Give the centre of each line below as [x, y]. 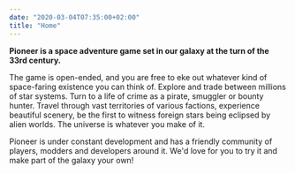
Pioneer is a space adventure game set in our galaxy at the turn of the [139, 50]
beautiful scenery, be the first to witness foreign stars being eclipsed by [140, 115]
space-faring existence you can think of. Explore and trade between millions [148, 87]
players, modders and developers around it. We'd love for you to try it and [144, 150]
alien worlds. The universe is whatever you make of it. [107, 124]
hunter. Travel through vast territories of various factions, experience [135, 105]
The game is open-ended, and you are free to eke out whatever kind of [138, 77]
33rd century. [35, 60]
